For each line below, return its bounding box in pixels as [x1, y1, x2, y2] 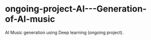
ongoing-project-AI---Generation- [5, 3, 147, 14]
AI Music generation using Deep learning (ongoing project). [5, 29, 124, 35]
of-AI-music [5, 13, 55, 25]
